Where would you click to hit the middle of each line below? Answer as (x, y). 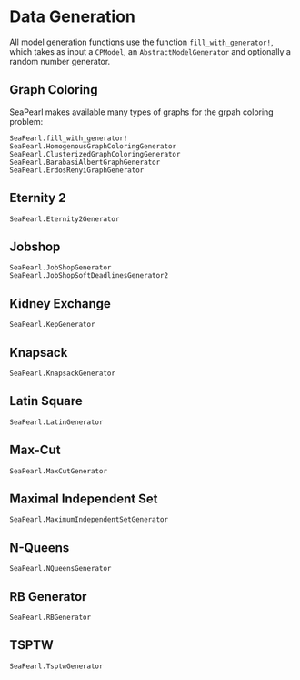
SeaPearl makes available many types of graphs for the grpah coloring (142, 112)
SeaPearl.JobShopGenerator (60, 268)
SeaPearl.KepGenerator (52, 325)
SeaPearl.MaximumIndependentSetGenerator (89, 520)
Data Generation (73, 17)
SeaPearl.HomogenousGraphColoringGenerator (93, 146)
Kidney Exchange (60, 304)
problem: (26, 121)
